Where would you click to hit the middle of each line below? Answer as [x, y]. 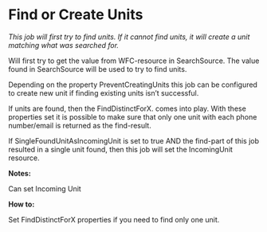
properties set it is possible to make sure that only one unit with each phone [133, 116]
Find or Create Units [76, 15]
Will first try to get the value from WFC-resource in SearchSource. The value [134, 61]
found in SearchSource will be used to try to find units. [98, 69]
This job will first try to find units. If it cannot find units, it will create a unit [129, 37]
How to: [22, 204]
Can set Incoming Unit [45, 188]
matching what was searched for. [64, 45]
